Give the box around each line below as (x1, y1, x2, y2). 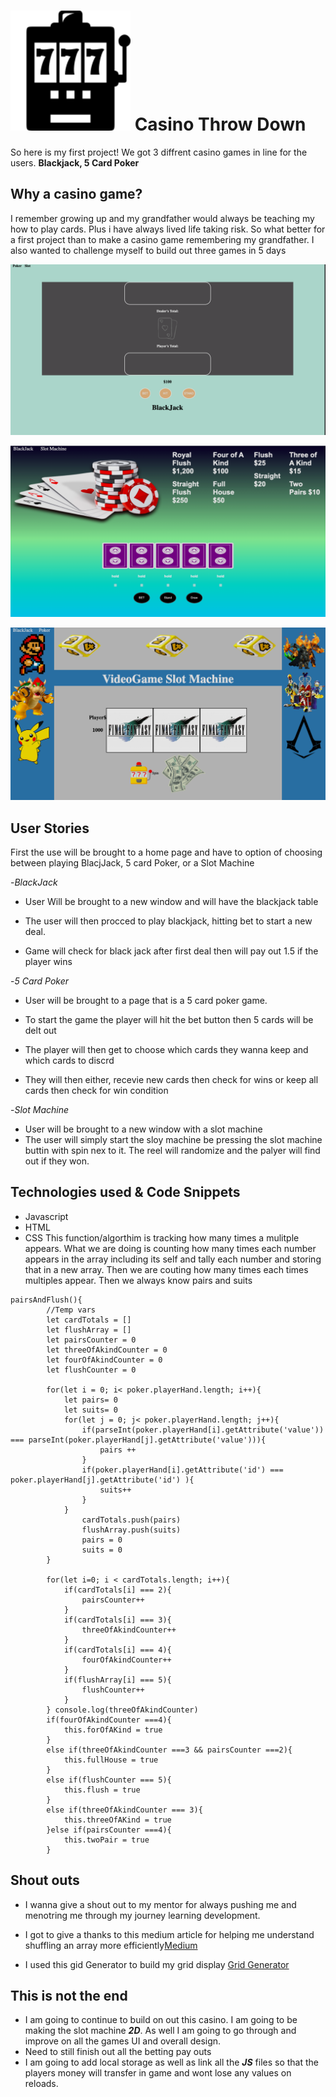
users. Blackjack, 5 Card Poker (10, 156, 140, 169)
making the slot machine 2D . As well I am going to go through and (24, 2025, 297, 2037)
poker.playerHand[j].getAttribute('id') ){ (10, 1475, 195, 1485)
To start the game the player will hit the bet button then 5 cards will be (24, 1013, 314, 1025)
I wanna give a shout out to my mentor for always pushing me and (24, 1898, 297, 1910)
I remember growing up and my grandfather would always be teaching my (10, 212, 315, 224)
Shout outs (10, 1872, 80, 1889)
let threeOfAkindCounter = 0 (46, 1345, 168, 1355)
